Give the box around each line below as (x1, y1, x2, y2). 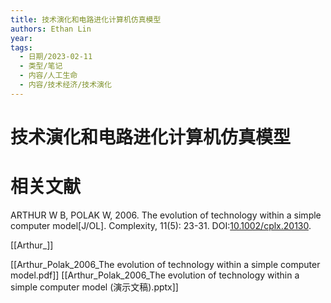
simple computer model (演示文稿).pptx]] (10, 281, 179, 293)
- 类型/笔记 (19, 61, 63, 71)
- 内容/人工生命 (19, 71, 78, 81)
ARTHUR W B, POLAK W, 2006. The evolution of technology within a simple (10, 209, 322, 221)
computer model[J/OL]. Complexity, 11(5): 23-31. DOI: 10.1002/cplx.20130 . (10, 219, 312, 231)
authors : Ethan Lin (10, 24, 92, 34)
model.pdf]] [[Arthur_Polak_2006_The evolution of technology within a (10, 269, 300, 281)
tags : (10, 42, 33, 53)
